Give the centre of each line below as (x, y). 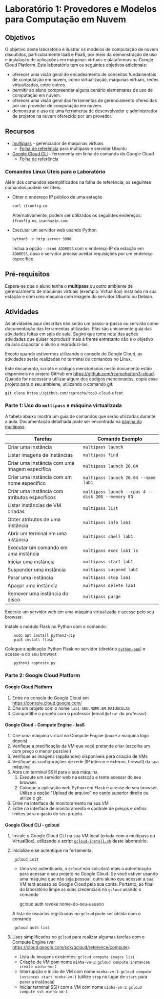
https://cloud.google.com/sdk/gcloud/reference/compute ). (71, 948)
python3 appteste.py (35, 663)
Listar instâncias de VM (34, 505)
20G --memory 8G (114, 497)
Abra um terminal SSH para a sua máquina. (55, 772)
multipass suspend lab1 (110, 569)
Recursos (20, 132)
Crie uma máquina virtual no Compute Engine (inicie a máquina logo (81, 736)
